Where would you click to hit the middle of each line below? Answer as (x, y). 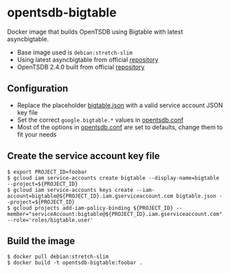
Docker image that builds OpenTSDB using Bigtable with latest (95, 32)
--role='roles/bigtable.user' (50, 220)
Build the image (41, 241)
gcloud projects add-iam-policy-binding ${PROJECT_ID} (93, 208)
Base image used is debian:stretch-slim (74, 52)
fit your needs (37, 134)
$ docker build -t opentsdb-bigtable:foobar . (75, 263)
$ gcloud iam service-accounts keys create (70, 190)
